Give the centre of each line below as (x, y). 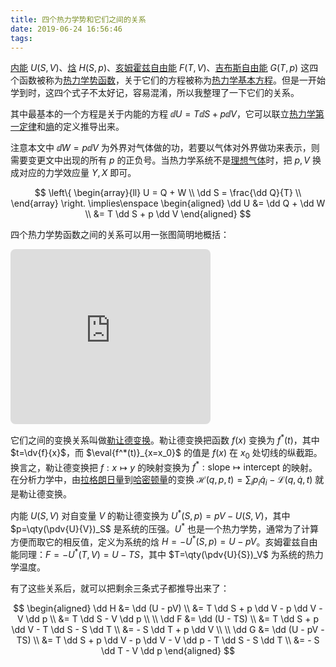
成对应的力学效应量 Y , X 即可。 (73, 173)
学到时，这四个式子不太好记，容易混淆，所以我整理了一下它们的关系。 (155, 93)
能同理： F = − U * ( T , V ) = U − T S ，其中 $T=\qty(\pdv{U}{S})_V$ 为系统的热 (162, 553)
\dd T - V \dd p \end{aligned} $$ (168, 650)
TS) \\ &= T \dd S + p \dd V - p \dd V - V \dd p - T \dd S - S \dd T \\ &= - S (168, 640)
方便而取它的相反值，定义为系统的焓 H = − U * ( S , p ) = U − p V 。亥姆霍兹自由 (164, 541)
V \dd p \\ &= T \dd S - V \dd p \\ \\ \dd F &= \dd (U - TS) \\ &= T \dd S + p (168, 618)
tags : (21, 38)
